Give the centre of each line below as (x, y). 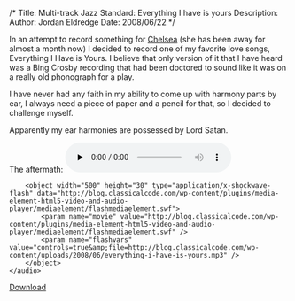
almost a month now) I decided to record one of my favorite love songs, (140, 49)
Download (28, 287)
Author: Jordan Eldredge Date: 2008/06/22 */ (92, 22)
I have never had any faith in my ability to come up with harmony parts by (143, 94)
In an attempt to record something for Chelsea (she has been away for (137, 39)
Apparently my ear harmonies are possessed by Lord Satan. (119, 130)
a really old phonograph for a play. (72, 77)
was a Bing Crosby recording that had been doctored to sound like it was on (147, 67)
